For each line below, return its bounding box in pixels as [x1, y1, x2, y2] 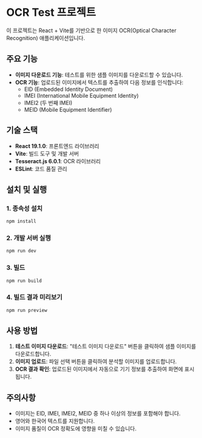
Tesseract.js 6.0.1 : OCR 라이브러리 [15, 157, 101, 164]
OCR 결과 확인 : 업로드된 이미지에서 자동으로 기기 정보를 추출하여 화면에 [15, 365, 183, 373]
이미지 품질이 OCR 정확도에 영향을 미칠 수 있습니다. [15, 425, 136, 433]
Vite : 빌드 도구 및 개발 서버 [15, 150, 79, 157]
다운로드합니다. [15, 350, 52, 358]
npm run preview [6, 307, 47, 313]
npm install [6, 218, 36, 224]
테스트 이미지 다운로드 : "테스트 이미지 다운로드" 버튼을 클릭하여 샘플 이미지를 [15, 343, 197, 350]
